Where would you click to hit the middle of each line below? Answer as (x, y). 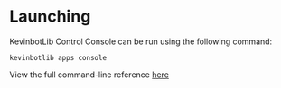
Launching (50, 17)
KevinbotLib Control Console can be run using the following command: (141, 41)
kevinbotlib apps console (58, 57)
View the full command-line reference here (89, 75)
